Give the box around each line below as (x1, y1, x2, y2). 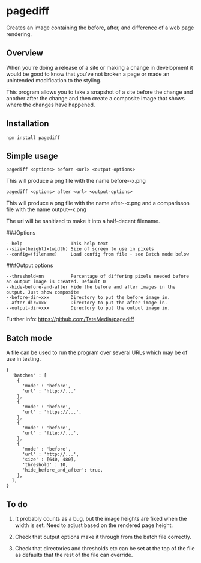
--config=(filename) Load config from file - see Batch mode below (6, 251, 189, 257)
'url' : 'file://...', (22, 430, 79, 437)
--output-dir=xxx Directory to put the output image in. (6, 305, 170, 311)
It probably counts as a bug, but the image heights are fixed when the (14, 515, 187, 522)
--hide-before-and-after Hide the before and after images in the (6, 284, 176, 290)
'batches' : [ (11, 372, 47, 378)
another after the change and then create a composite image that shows (6, 94, 185, 102)
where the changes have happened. (6, 101, 95, 108)
